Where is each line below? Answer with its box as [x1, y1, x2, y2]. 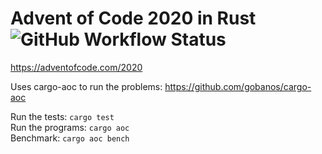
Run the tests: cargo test [10, 110, 115, 122]
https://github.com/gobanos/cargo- [164, 80, 312, 92]
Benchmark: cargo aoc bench [10, 132, 130, 144]
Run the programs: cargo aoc [10, 121, 130, 133]
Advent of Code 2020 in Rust [10, 7, 257, 30]
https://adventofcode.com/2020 [10, 61, 143, 73]
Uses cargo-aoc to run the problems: [10, 80, 163, 92]
